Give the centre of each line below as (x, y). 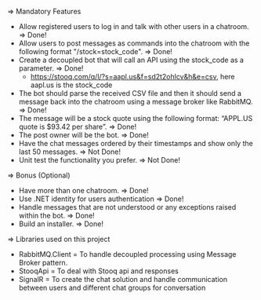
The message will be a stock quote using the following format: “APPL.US (136, 118)
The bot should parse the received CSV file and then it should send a (130, 93)
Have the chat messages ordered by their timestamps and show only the (136, 143)
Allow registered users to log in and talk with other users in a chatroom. (134, 26)
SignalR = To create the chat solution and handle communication (123, 279)
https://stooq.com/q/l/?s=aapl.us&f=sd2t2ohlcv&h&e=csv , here (133, 77)
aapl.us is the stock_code (71, 85)
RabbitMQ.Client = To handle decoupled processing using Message (127, 254)
